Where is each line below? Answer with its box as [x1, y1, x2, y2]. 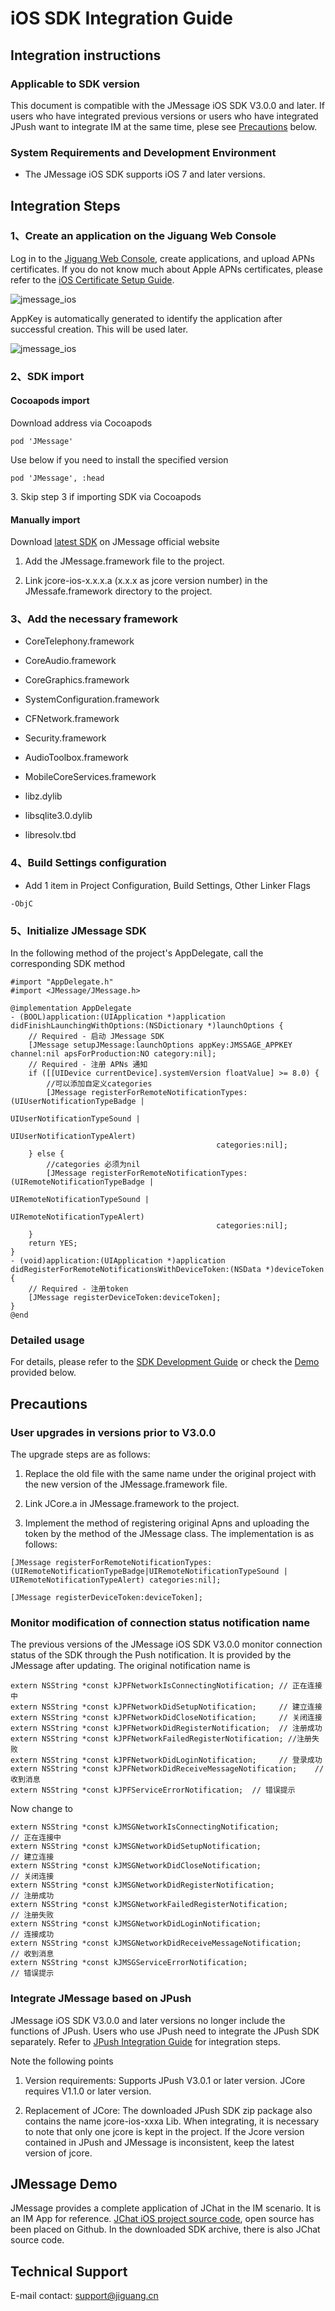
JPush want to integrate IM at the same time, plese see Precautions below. [10, 120, 318, 132]
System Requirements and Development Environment [10, 145, 277, 159]
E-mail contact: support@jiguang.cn [10, 2290, 159, 2302]
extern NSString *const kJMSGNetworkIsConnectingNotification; [10, 1822, 280, 1832]
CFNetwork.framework [24, 713, 120, 725]
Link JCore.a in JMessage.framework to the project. [24, 1498, 240, 1510]
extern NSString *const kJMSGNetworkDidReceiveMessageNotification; [10, 1938, 302, 1949]
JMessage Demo [10, 2176, 118, 2193]
